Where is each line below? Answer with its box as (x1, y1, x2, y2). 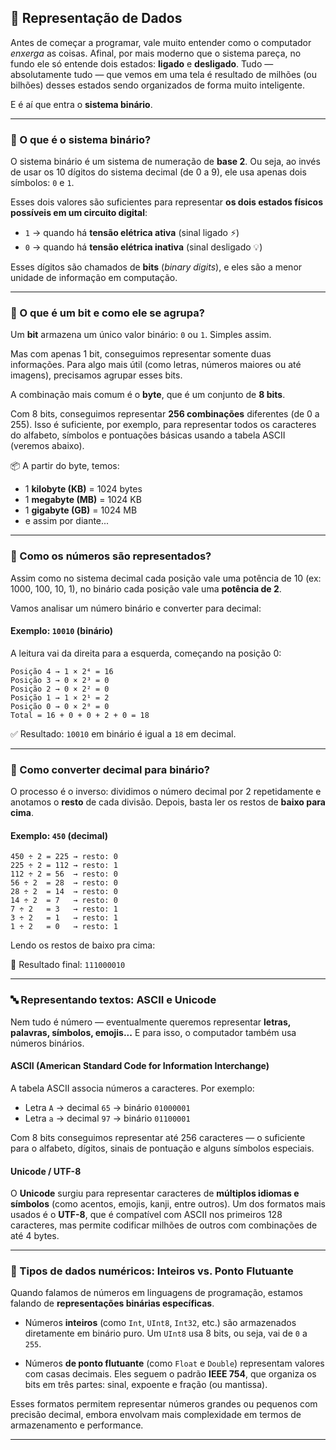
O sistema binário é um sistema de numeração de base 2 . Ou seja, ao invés (10, 156, 321, 168)
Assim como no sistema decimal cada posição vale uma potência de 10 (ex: (10, 572, 322, 584)
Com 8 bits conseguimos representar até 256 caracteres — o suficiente (10, 1131, 306, 1143)
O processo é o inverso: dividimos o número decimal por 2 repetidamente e (10, 786, 322, 798)
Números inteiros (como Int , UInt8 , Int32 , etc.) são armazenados (24, 1317, 297, 1329)
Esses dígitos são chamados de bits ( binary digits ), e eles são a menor (10, 261, 303, 273)
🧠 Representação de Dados (10, 10, 183, 27)
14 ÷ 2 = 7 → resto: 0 (10, 896, 118, 906)
